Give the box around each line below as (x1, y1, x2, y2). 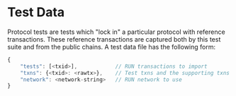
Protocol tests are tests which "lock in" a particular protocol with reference (7, 28, 225, 36)
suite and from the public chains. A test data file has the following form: (7, 42, 216, 51)
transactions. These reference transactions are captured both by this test (7, 35, 221, 43)
